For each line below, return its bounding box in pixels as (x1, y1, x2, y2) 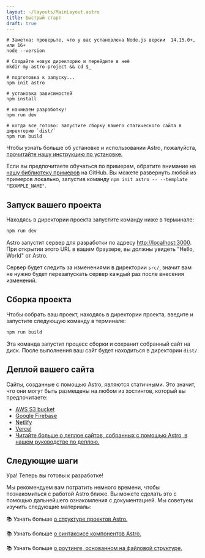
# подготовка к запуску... (6, 75, 75, 81)
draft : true (6, 20, 37, 26)
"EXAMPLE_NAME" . (6, 182, 47, 190)
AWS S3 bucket (15, 405, 55, 413)
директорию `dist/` (6, 128, 56, 135)
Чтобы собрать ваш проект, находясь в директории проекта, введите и (6, 310, 194, 318)
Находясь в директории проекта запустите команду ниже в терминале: (6, 216, 195, 223)
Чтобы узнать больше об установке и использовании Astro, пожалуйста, (6, 144, 197, 152)
